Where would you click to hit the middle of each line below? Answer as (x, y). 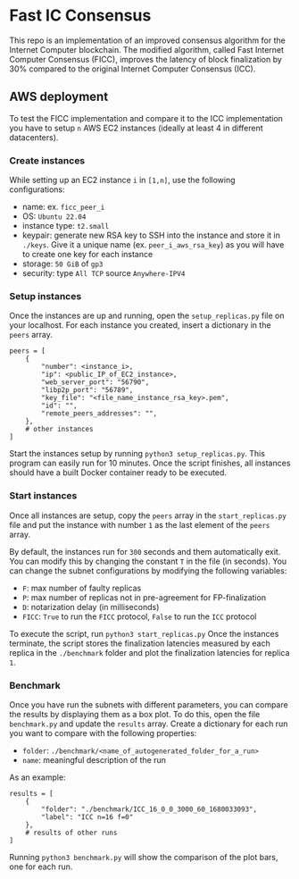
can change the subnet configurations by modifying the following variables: (148, 570)
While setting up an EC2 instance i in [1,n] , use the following (122, 180)
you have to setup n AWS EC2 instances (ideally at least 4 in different (136, 128)
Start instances (43, 496)
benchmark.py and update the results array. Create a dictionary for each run (149, 724)
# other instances (59, 430)
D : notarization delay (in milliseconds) (91, 607)
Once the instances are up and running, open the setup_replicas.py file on (147, 316)
